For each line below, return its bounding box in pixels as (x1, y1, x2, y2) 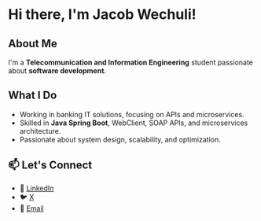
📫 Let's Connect (8, 159, 93, 172)
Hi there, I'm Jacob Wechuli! (8, 6, 197, 24)
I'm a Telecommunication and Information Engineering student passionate (8, 57, 254, 67)
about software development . (8, 66, 107, 76)
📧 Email (19, 203, 45, 213)
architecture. (19, 126, 61, 135)
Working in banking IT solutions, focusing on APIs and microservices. (19, 109, 245, 119)
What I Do (8, 89, 57, 102)
